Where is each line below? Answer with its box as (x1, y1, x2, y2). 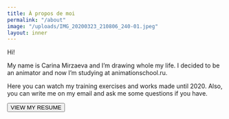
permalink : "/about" (7, 17, 67, 23)
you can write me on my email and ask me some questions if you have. (7, 89, 208, 98)
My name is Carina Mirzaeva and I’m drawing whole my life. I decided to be (7, 61, 220, 69)
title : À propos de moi (7, 10, 76, 17)
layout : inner (7, 29, 48, 36)
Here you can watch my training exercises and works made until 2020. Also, (7, 82, 223, 90)
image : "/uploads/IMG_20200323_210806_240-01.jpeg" (7, 23, 158, 30)
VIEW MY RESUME (10, 104, 62, 111)
